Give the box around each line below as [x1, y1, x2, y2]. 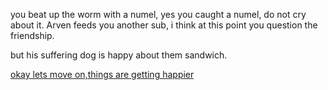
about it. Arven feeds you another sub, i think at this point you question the [10, 19, 318, 31]
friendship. [10, 30, 55, 41]
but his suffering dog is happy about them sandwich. [10, 49, 228, 61]
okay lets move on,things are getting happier [10, 69, 195, 80]
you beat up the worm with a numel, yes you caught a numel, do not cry [10, 9, 307, 20]
